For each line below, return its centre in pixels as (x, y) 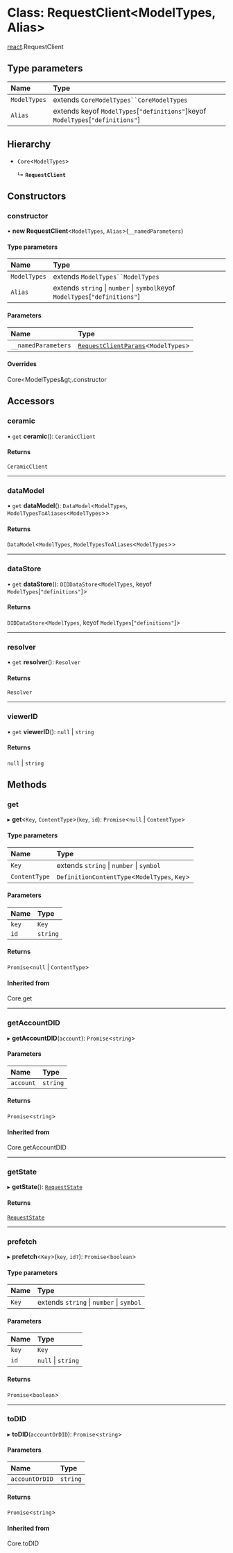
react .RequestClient (35, 46)
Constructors (37, 196)
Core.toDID (23, 1543)
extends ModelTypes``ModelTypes (106, 277)
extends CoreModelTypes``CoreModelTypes (120, 100)
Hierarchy (29, 145)
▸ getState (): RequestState (45, 1187)
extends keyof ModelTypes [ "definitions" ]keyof (130, 111)
